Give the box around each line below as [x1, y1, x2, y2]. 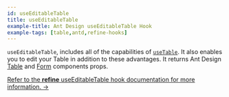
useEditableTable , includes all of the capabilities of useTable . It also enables [7, 48, 222, 56]
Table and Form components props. [7, 62, 109, 70]
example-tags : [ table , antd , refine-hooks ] [7, 29, 128, 36]
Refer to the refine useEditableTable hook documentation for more [7, 76, 195, 84]
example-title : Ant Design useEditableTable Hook [7, 23, 153, 29]
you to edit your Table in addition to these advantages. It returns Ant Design [7, 55, 221, 64]
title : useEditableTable [7, 16, 78, 23]
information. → [7, 83, 50, 91]
